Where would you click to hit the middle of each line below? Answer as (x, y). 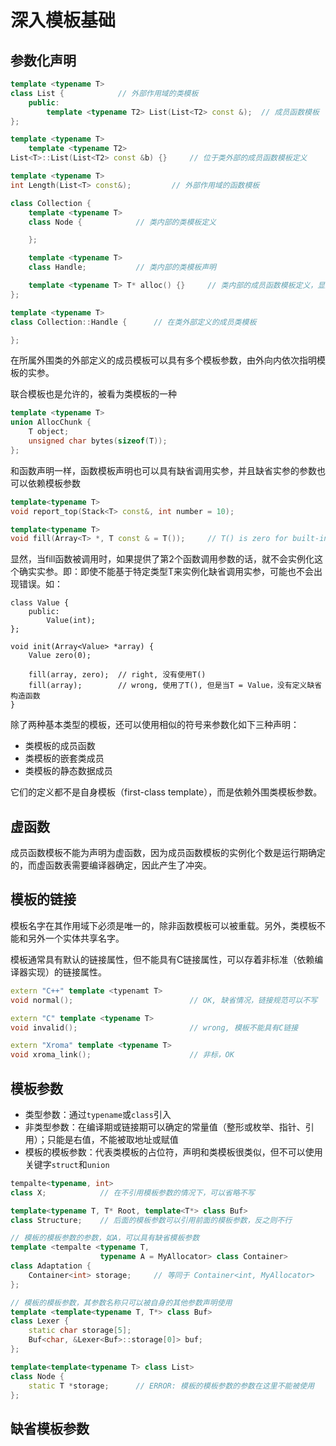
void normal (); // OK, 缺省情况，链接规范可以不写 (164, 1000)
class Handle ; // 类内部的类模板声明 (122, 267)
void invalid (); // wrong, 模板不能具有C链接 (154, 1027)
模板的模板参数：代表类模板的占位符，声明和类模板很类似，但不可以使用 (173, 1152)
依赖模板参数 (54, 483)
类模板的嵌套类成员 (64, 758)
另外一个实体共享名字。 (76, 938)
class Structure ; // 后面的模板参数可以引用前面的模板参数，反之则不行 (151, 1220)
